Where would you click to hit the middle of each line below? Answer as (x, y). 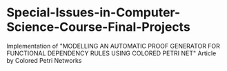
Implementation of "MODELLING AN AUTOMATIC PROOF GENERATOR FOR (113, 46)
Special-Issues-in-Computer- (93, 13)
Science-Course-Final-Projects (98, 27)
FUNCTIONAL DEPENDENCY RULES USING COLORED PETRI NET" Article (111, 53)
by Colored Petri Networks (44, 60)
